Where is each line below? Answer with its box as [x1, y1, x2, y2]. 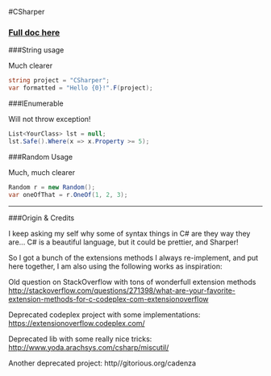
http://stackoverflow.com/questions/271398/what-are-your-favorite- [8, 286, 236, 295]
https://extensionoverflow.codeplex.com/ [8, 318, 145, 328]
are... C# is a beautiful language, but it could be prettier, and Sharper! [8, 237, 240, 247]
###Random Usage [8, 152, 73, 161]
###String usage [8, 45, 65, 55]
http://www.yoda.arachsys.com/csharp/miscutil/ [8, 342, 169, 352]
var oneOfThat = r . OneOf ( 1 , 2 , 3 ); [8, 190, 128, 198]
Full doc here [8, 27, 60, 38]
